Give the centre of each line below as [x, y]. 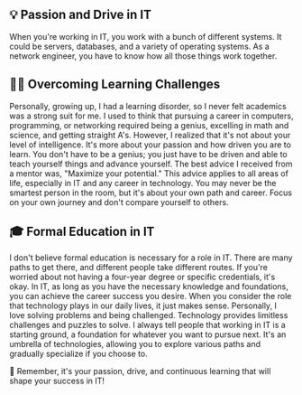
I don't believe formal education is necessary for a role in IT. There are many [151, 258]
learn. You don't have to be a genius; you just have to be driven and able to [148, 154]
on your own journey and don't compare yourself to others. [119, 202]
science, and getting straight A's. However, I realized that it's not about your [150, 135]
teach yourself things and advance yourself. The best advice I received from [151, 164]
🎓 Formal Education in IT [82, 232]
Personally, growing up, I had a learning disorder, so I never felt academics [148, 106]
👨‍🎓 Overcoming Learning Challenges [115, 85]
